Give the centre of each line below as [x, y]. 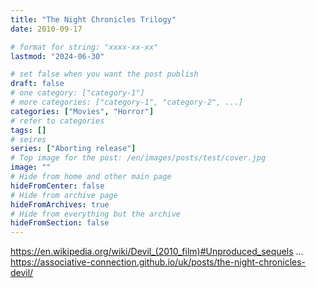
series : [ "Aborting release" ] [73, 149]
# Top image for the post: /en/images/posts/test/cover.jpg [138, 158]
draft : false [37, 84]
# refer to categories [57, 121]
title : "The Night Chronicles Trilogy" [93, 19]
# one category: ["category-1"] [77, 93]
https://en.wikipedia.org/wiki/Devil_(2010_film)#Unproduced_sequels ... [157, 252]
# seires [28, 139]
